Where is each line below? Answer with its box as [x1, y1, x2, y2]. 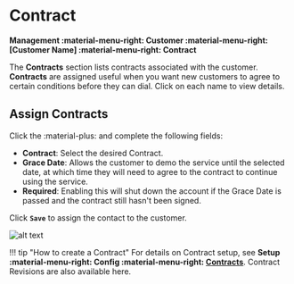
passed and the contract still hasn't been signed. [21, 195, 202, 205]
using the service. [21, 176, 89, 187]
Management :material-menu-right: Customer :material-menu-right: [9, 35, 269, 46]
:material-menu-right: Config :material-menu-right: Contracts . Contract [9, 256, 281, 267]
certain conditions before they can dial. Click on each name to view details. [9, 80, 285, 91]
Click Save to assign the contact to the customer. [9, 212, 187, 223]
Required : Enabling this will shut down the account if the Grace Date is [21, 185, 282, 196]
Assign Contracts [9, 106, 109, 121]
